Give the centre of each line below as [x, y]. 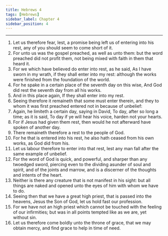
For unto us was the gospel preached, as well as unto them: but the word [88, 53]
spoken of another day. [37, 127]
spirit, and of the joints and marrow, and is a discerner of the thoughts [84, 170]
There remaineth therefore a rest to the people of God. [69, 133]
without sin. [25, 218]
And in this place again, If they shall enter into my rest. [69, 96]
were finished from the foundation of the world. [61, 80]
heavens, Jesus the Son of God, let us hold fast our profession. [78, 202]
